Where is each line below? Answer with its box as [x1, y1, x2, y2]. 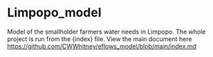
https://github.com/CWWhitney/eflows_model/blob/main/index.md [7, 42, 197, 50]
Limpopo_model [7, 5, 102, 21]
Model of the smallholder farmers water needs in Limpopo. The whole [7, 27, 206, 36]
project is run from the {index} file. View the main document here [7, 34, 192, 43]
